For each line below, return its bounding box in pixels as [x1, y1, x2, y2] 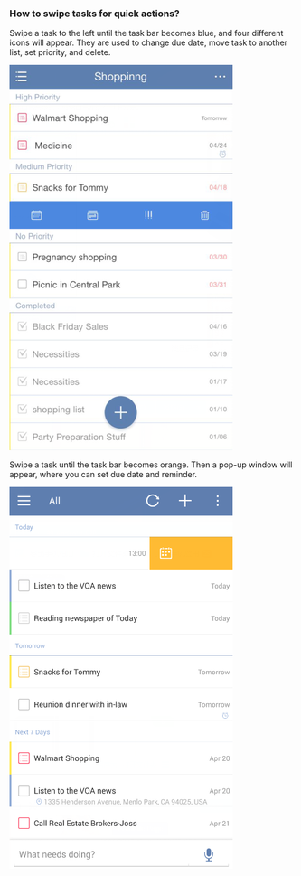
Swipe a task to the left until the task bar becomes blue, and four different [9, 28, 284, 39]
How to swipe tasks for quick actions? [9, 7, 180, 20]
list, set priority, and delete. [9, 47, 111, 58]
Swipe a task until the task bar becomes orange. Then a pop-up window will [9, 459, 293, 470]
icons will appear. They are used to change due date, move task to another [9, 37, 287, 48]
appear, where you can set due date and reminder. [9, 469, 197, 480]
